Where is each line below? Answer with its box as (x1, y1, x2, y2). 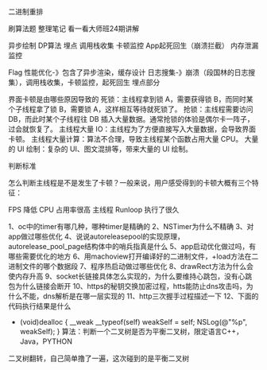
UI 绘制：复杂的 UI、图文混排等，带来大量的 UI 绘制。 (17, 144, 193, 154)
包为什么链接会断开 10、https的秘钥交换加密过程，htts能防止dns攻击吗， (8, 282, 246, 290)
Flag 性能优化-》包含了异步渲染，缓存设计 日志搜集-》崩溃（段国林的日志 (8, 68, 249, 77)
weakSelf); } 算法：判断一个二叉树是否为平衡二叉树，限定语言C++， (19, 327, 244, 336)
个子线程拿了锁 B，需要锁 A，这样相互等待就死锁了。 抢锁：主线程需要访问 (8, 104, 253, 114)
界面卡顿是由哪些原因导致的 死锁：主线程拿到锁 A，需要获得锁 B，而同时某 (8, 95, 253, 103)
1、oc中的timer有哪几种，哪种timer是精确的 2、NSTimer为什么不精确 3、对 (8, 222, 254, 231)
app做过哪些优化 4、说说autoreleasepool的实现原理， (8, 232, 185, 241)
